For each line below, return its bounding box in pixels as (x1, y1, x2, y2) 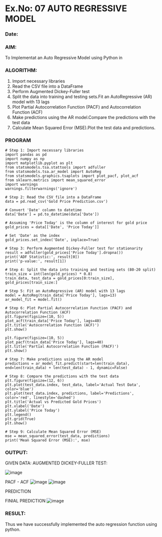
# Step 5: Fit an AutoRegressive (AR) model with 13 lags (5, 288, 125, 293)
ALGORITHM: (5, 67, 38, 74)
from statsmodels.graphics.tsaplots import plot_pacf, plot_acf (5, 173, 139, 178)
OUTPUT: (5, 449, 28, 456)
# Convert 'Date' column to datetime (5, 208, 82, 212)
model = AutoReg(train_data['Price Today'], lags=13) (5, 293, 117, 298)
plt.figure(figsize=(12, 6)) (5, 378, 64, 383)
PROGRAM (5, 137, 31, 144)
